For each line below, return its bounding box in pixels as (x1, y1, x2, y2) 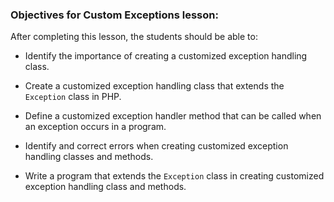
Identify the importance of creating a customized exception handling (24, 50, 308, 62)
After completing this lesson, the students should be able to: (10, 31, 258, 43)
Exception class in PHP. (24, 91, 122, 103)
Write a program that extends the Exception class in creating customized (24, 170, 325, 182)
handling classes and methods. (24, 151, 154, 163)
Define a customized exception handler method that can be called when (24, 110, 322, 122)
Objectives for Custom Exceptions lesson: (10, 8, 219, 22)
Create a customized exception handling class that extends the (24, 80, 285, 92)
